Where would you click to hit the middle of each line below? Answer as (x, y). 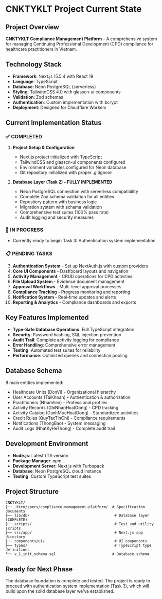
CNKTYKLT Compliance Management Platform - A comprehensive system (81, 39)
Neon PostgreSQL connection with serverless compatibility (79, 191)
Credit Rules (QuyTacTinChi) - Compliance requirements (69, 418)
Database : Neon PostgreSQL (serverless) (54, 86)
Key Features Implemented (47, 318)
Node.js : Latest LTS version (40, 455)
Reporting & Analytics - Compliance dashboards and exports (74, 302)
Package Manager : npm (37, 461)
